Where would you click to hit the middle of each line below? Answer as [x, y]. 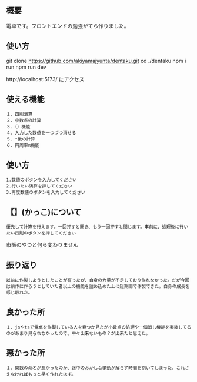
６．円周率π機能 [23, 146]
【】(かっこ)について [44, 212]
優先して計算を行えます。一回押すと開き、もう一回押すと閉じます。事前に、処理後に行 [95, 227]
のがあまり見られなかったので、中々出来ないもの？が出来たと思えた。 [78, 333]
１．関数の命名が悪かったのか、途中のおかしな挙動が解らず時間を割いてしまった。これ [96, 368]
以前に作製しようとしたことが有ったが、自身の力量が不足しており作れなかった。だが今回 [98, 280]
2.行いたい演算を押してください [39, 186]
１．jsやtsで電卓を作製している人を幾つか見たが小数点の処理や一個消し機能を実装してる [99, 327]
